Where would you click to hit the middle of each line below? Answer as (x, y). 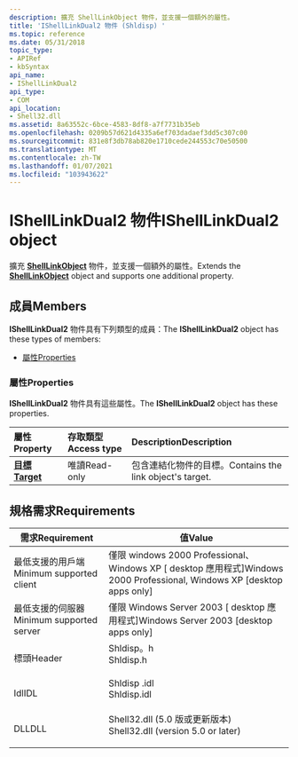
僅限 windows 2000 (150, 556)
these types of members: (55, 339)
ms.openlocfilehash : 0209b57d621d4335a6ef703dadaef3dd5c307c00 (129, 133)
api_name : (27, 75)
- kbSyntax (29, 67)
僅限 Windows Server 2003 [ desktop (187, 607)
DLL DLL (30, 729)
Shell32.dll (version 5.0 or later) (175, 731)
